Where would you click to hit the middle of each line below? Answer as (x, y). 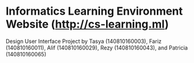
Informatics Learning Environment (95, 11)
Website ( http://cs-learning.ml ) (87, 24)
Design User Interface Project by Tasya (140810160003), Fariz (84, 41)
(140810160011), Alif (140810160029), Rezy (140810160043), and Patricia (97, 48)
